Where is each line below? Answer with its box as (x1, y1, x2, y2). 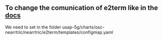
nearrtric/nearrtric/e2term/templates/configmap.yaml (5, 29, 113, 35)
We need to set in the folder (5, 24, 61, 30)
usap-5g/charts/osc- (62, 24, 105, 30)
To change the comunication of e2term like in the (5, 4, 158, 12)
